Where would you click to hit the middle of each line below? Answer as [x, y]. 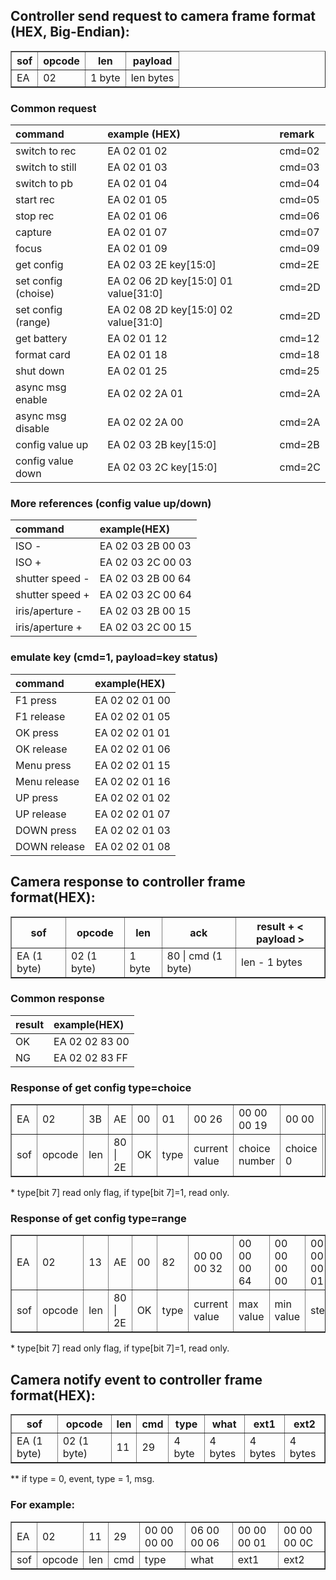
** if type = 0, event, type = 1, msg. [82, 1479]
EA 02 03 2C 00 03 [145, 562]
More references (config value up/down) [111, 504]
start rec [35, 200]
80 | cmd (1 [194, 956]
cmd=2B [299, 445]
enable [31, 400]
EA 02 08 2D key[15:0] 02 [170, 310]
